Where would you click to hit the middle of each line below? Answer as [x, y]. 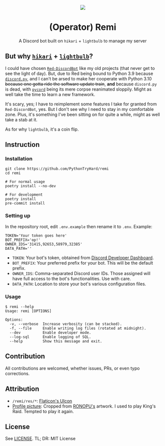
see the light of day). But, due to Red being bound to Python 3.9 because [79, 73]
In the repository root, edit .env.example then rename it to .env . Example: [79, 226]
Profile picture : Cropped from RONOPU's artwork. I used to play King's [84, 406]
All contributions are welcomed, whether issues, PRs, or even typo [72, 368]
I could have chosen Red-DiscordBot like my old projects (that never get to [80, 68]
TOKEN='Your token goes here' [36, 236]
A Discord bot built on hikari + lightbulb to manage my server [83, 41]
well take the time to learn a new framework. [50, 94]
